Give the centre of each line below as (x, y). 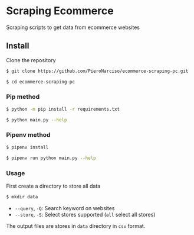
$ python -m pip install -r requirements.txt (63, 109)
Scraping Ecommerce (60, 11)
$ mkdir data (22, 197)
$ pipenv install (27, 147)
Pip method (23, 97)
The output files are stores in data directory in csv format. (76, 226)
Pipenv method (28, 135)
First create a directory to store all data (53, 186)
